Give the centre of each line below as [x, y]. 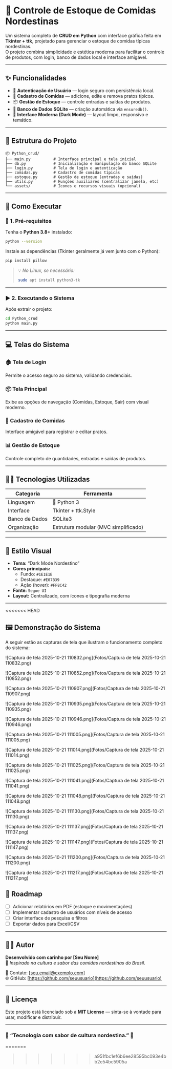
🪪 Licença [21, 1000]
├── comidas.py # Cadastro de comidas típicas [63, 173]
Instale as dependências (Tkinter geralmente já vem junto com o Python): [83, 251]
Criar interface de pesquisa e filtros [50, 918]
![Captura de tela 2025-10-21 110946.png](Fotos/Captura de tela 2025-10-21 [86, 719]
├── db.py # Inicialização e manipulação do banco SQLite [81, 163]
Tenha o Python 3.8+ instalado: [39, 232]
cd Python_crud [21, 319]
